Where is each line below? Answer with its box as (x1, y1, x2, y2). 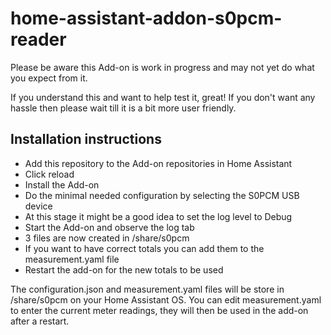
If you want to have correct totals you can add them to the (24, 242, 265, 254)
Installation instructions (10, 131, 162, 148)
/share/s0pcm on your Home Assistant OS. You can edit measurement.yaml (10, 293, 322, 306)
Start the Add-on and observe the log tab (24, 221, 195, 233)
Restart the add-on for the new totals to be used (24, 263, 224, 276)
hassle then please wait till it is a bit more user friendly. (10, 102, 237, 114)
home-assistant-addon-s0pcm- (10, 7, 283, 30)
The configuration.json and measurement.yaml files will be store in (10, 283, 285, 295)
